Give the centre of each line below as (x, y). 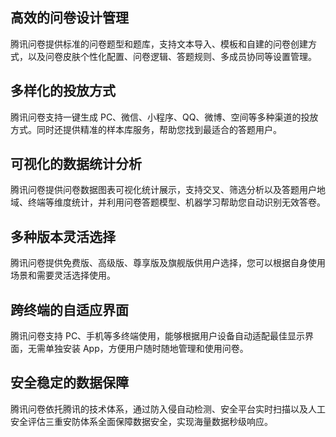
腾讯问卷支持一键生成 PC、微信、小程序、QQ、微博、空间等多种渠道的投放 (164, 117)
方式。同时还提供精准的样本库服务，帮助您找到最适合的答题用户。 (146, 129)
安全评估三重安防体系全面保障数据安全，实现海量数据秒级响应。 (141, 421)
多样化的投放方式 (63, 91)
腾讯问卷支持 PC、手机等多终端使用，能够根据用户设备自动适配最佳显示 (158, 336)
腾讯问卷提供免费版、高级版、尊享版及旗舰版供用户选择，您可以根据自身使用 (168, 263)
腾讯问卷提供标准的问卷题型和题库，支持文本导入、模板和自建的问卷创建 (159, 44)
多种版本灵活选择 (63, 236)
